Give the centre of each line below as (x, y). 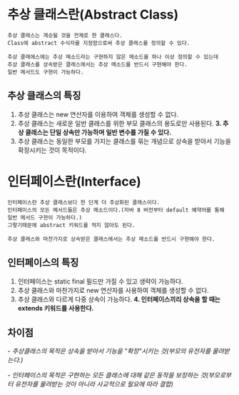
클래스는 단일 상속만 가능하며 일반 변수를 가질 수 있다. (98, 132)
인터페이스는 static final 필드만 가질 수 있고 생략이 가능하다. (100, 281)
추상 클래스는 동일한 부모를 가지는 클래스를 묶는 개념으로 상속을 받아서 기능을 (124, 141)
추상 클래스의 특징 (44, 96)
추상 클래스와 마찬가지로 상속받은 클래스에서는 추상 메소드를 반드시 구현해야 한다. (111, 239)
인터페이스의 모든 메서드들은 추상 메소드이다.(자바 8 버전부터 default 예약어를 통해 (116, 210)
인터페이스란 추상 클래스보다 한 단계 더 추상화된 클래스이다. (84, 202)
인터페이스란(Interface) (74, 181)
